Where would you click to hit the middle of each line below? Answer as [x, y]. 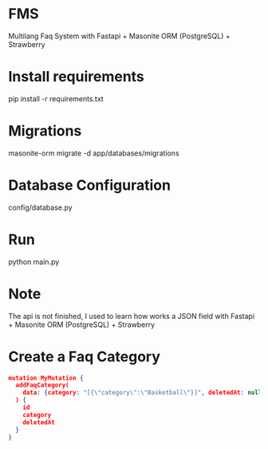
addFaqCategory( [42, 385]
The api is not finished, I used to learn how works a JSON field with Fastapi [132, 316]
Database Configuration [90, 185]
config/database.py [41, 207]
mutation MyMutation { [46, 378]
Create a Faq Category [85, 356]
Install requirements [77, 77]
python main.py [34, 262]
